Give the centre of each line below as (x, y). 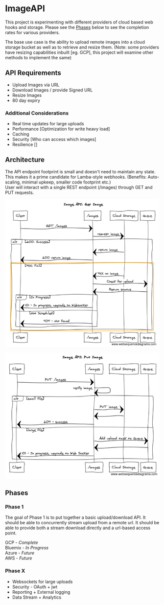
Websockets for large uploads (42, 582)
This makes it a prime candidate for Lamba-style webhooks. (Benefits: (76, 177)
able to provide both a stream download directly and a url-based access (78, 528)
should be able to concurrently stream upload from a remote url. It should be (82, 523)
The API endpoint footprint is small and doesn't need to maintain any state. (80, 171)
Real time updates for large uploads (48, 124)
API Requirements (33, 73)
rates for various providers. (33, 32)
